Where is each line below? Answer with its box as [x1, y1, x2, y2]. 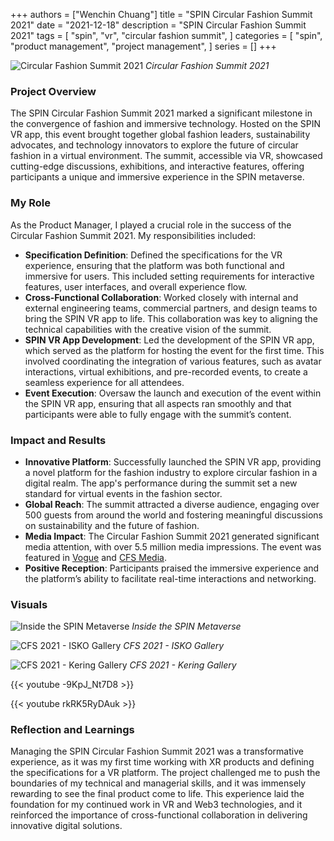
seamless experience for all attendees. [24, 376, 185, 388]
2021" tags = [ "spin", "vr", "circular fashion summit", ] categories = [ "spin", [10, 30, 323, 41]
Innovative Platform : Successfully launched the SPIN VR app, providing [24, 455, 322, 468]
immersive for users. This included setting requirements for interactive [24, 270, 315, 282]
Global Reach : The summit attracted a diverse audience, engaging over [24, 498, 320, 510]
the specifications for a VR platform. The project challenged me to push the [10, 767, 321, 779]
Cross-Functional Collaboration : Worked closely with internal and [24, 291, 299, 303]
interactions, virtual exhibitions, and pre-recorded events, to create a [24, 365, 308, 378]
